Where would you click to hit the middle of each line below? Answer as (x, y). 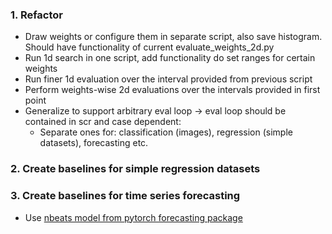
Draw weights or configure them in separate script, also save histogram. (173, 37)
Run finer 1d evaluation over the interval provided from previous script (168, 79)
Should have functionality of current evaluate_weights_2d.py (149, 47)
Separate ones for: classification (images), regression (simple (166, 132)
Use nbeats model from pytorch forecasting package (133, 217)
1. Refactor (37, 15)
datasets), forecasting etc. (94, 143)
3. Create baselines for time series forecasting (125, 196)
